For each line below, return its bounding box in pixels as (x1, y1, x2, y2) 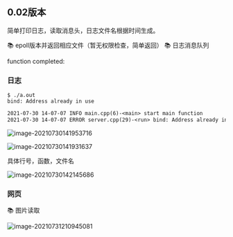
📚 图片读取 (7, 207, 40, 215)
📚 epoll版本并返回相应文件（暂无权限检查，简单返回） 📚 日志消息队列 (7, 41, 209, 49)
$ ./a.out (7, 92, 36, 99)
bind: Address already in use (7, 98, 95, 105)
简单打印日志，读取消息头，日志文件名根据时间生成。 (7, 26, 159, 35)
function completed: (7, 57, 65, 65)
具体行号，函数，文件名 (7, 157, 74, 165)
